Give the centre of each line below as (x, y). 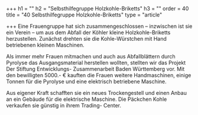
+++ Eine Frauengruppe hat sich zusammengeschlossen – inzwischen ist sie (99, 26)
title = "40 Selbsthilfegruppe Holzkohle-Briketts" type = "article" (84, 15)
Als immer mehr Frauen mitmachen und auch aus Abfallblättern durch (91, 56)
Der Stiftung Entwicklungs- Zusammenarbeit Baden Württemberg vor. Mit (95, 69)
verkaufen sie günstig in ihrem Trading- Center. (64, 105)
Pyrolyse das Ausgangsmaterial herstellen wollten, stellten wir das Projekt (96, 63)
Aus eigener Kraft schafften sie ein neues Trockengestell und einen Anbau (97, 93)
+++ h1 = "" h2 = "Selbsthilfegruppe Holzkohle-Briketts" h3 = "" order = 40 (98, 9)
